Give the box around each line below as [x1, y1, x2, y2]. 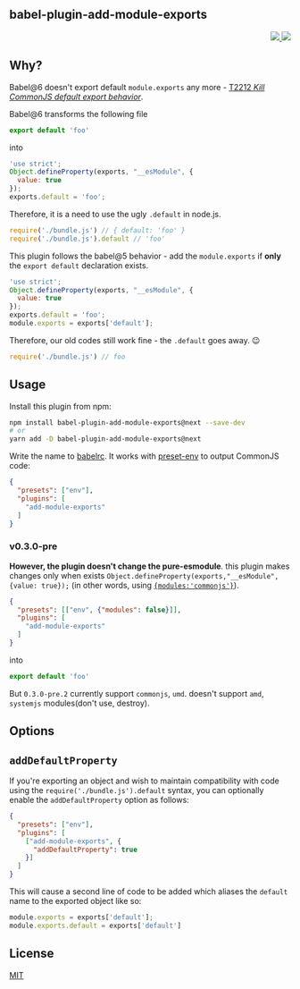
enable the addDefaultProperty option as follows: [9, 795, 189, 806]
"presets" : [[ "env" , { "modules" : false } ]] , [17, 605, 181, 614]
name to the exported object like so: [9, 896, 142, 907]
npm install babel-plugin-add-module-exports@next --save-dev [9, 418, 246, 427]
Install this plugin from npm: [9, 401, 112, 411]
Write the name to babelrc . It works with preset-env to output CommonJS [9, 451, 279, 461]
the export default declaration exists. [9, 259, 149, 271]
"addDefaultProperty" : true [32, 845, 138, 854]
